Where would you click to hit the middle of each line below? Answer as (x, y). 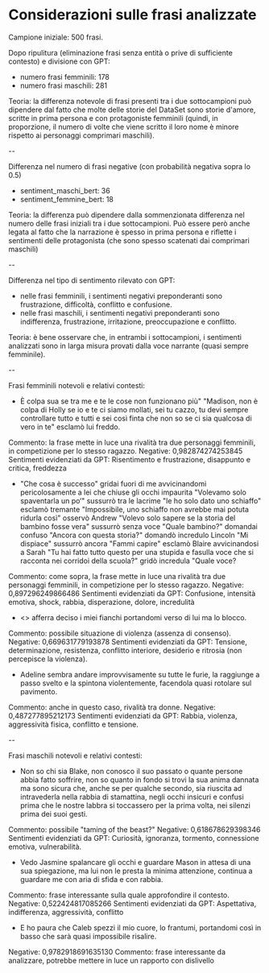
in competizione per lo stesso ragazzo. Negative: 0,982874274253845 (126, 451)
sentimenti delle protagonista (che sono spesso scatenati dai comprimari (129, 240)
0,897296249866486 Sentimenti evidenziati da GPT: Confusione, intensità (132, 593)
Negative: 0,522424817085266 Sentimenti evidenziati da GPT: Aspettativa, (132, 903)
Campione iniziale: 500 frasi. (56, 37)
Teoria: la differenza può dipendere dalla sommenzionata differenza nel (127, 214)
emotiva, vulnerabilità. (45, 847)
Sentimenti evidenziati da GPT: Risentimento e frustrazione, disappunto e (130, 459)
